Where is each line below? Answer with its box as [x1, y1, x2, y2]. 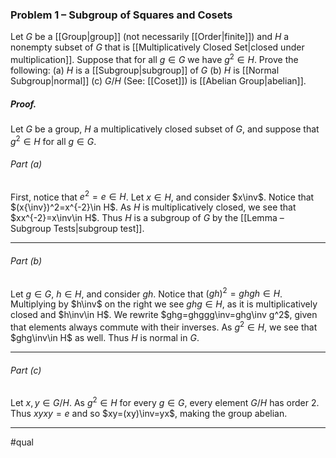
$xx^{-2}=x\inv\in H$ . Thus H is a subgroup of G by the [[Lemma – [10, 212, 285, 224]
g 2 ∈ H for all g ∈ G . [10, 133, 97, 147]
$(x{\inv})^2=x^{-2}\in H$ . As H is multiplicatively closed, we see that [10, 201, 297, 213]
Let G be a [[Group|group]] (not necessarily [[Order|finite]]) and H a [10, 31, 290, 43]
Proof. [10, 98, 37, 110]
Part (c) [10, 364, 42, 376]
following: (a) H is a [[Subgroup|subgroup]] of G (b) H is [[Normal [10, 64, 280, 76]
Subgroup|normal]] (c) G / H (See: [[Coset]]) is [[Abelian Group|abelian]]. [10, 74, 307, 87]
